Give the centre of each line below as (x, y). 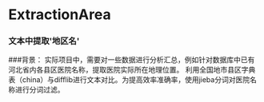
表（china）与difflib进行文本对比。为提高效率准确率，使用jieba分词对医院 (129, 80)
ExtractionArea (60, 15)
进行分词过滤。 (40, 90)
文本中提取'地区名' (44, 41)
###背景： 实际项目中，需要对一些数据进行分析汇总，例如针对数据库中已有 (132, 60)
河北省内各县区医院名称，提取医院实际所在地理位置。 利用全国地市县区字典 (132, 70)
